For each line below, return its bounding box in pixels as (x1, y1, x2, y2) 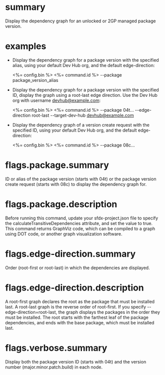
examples (5, 41, 46, 52)
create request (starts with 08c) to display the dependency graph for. (5, 181, 147, 187)
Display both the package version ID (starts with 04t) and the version (5, 359, 147, 365)
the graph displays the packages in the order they (58, 309, 161, 315)
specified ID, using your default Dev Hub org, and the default (12, 127, 137, 133)
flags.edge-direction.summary (5, 248, 136, 259)
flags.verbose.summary (5, 342, 108, 354)
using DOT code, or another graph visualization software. (5, 230, 123, 237)
